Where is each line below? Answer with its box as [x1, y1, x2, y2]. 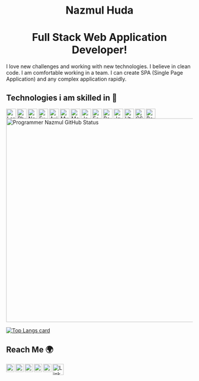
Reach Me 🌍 [6, 345, 54, 355]
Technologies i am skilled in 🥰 [6, 92, 117, 103]
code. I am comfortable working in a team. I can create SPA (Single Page [6, 69, 184, 76]
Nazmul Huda [65, 4, 134, 17]
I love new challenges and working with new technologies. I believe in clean [6, 63, 191, 70]
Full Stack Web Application [31, 31, 168, 44]
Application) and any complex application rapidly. [6, 75, 127, 83]
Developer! [72, 43, 127, 57]
